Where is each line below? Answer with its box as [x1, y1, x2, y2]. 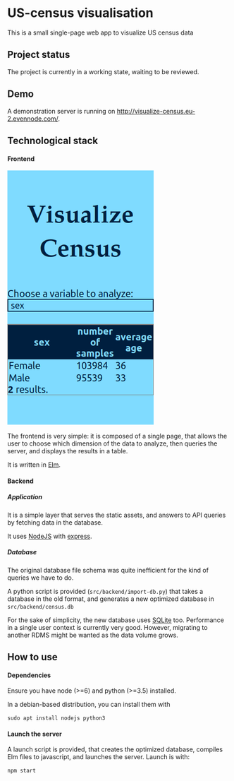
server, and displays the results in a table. [7, 447, 128, 455]
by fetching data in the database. [7, 518, 104, 527]
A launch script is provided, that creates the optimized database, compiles [7, 745, 223, 753]
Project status [7, 49, 70, 61]
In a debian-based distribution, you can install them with [7, 700, 171, 709]
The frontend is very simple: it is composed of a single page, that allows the [7, 432, 228, 441]
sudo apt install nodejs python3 [7, 715, 106, 722]
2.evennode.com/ [7, 114, 58, 123]
